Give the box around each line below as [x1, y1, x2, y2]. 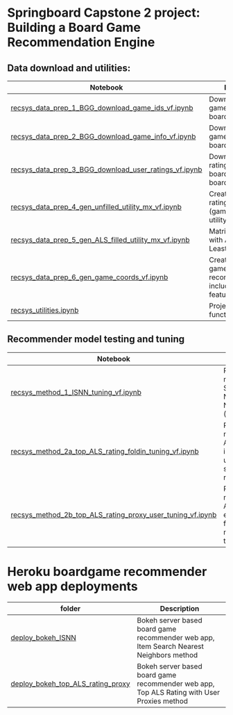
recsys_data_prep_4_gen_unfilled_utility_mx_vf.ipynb [10, 202, 182, 211]
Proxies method [137, 696, 189, 706]
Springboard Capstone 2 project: [7, 5, 200, 21]
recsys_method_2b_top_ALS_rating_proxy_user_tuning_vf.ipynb [10, 509, 217, 519]
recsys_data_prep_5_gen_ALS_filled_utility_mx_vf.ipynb [10, 235, 190, 245]
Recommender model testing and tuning [7, 334, 185, 345]
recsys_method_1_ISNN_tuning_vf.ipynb [10, 387, 142, 397]
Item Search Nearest [137, 641, 205, 651]
